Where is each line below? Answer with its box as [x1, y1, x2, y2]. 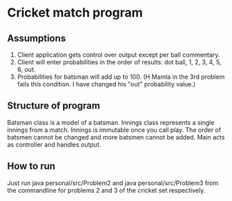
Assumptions [7, 32, 66, 44]
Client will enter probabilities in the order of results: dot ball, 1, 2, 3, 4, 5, [17, 58, 222, 66]
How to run [7, 160, 56, 172]
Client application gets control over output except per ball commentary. [17, 50, 220, 59]
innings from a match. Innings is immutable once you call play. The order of [7, 126, 222, 134]
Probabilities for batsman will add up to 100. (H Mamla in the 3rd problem [17, 73, 225, 81]
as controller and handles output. [7, 140, 101, 149]
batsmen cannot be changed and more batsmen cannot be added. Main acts [7, 133, 225, 141]
